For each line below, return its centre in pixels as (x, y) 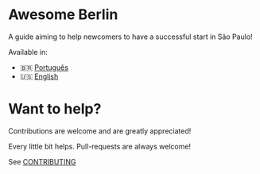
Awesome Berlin (63, 15)
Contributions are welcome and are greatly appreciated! (100, 131)
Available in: (28, 52)
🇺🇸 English (39, 76)
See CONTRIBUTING (42, 161)
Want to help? (55, 109)
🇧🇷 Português (44, 67)
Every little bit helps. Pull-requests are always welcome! (100, 146)
